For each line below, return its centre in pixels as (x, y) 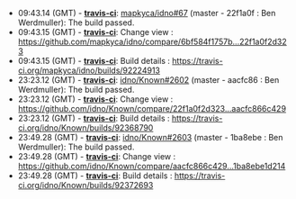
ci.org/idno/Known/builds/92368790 (85, 128)
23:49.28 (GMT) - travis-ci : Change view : (97, 156)
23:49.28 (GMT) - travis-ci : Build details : (95, 176)
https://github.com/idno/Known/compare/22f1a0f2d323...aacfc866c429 (152, 109)
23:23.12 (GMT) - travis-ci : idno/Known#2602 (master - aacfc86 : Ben (148, 80)
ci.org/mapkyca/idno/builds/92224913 (89, 70)
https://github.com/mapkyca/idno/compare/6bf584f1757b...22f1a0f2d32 (152, 41)
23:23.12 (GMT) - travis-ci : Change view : (95, 99)
